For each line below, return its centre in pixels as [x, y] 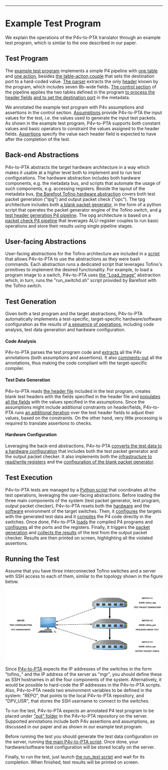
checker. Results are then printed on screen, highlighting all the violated [79, 538]
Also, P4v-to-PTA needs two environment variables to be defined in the [79, 690]
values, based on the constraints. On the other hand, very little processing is [84, 418]
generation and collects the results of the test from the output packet [76, 532]
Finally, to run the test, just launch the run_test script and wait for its [75, 757]
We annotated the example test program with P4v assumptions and [74, 107]
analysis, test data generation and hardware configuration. [65, 330]
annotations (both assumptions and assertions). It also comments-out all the [84, 358]
